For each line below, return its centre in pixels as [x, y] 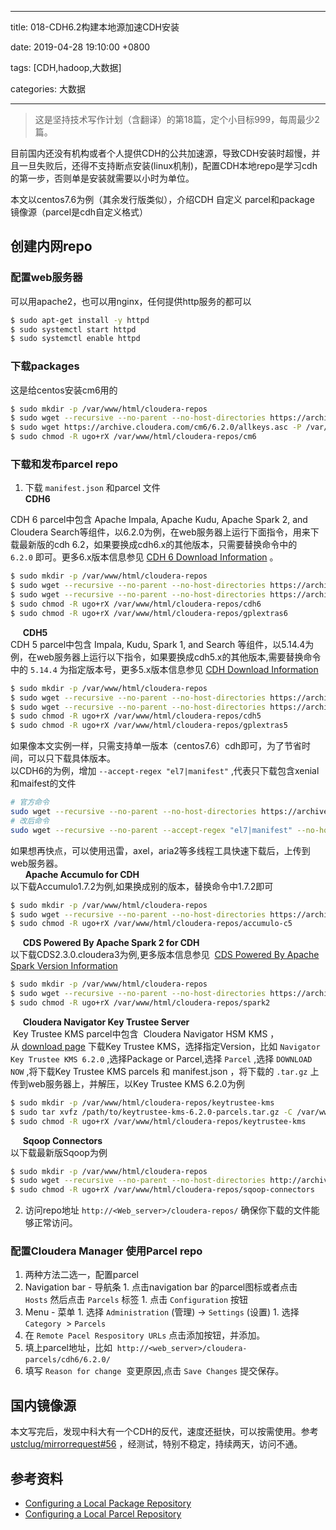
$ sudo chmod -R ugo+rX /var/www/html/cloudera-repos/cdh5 [136, 716]
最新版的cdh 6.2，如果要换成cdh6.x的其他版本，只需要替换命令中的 [158, 545]
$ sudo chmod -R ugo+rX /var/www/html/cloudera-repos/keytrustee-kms [158, 1121]
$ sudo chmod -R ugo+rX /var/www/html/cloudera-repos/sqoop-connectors [162, 1190]
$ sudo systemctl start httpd [73, 329]
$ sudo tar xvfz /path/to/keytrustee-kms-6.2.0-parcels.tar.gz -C [151, 1112]
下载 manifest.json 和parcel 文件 [92, 488]
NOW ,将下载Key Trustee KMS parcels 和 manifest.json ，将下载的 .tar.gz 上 [165, 1071]
